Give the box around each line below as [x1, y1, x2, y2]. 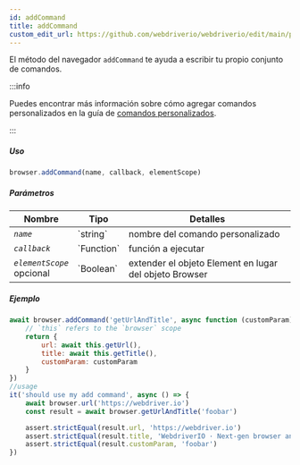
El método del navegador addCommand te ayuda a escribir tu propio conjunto [9, 55, 284, 65]
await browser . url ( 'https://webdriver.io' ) [25, 399, 190, 408]
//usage [9, 382, 38, 392]
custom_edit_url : [9, 30, 74, 38]
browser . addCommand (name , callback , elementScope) [9, 168, 202, 177]
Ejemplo [9, 292, 40, 304]
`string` [77, 228, 108, 241]
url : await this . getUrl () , [41, 341, 142, 350]
